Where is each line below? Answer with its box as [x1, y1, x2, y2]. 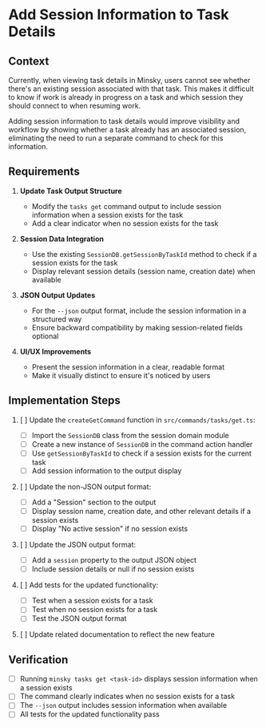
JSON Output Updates [19, 290, 96, 300]
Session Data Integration [19, 234, 104, 243]
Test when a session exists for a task [31, 596, 153, 606]
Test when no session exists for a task [31, 605, 158, 614]
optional [31, 331, 59, 341]
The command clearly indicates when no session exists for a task [19, 692, 236, 701]
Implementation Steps [8, 393, 121, 408]
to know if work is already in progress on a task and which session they [8, 93, 244, 101]
